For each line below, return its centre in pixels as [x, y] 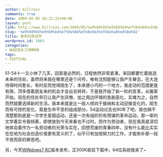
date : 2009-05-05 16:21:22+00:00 [39, 18]
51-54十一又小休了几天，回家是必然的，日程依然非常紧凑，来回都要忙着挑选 [81, 73]
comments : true [20, 14]
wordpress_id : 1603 [25, 41]
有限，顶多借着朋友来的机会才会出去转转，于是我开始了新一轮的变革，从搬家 [81, 91]
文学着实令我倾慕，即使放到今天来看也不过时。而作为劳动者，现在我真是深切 [81, 122]
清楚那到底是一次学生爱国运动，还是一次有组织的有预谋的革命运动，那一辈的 [81, 115]
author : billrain [23, 9]
